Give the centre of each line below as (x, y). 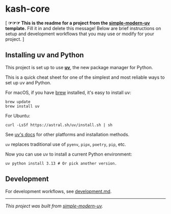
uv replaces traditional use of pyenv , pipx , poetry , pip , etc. (66, 144)
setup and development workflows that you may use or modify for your (80, 34)
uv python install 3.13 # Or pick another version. (61, 163)
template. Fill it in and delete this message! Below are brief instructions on (83, 28)
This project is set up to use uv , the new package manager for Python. (79, 67)
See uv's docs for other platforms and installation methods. (67, 134)
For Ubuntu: (18, 115)
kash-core (27, 9)
